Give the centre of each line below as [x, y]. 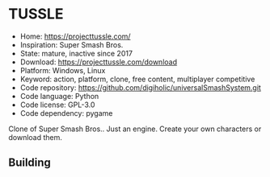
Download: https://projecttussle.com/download [99, 62]
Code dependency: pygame [66, 113]
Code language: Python [59, 96]
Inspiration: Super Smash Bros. [72, 44]
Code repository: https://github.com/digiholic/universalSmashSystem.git [140, 87]
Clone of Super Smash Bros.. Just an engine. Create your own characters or [135, 129]
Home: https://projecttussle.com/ [75, 36]
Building [30, 163]
